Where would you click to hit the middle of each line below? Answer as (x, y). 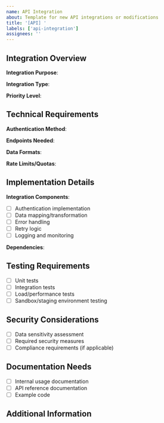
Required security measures (49, 341)
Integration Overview (47, 58)
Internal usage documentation (52, 381)
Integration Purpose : (32, 72)
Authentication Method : (36, 128)
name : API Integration (34, 12)
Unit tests (27, 280)
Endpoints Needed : (30, 140)
